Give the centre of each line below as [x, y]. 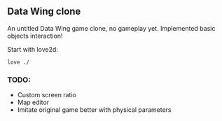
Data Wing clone [44, 12]
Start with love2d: [33, 49]
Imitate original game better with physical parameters [94, 110]
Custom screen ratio [47, 95]
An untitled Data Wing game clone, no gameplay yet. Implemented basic [111, 28]
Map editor [33, 102]
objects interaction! [35, 36]
